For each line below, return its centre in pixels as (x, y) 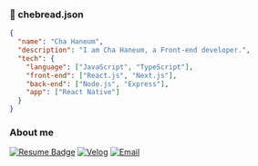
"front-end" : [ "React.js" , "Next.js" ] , (102, 75)
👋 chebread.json (46, 15)
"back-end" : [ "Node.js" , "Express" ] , (98, 84)
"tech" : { (36, 58)
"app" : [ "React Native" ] (73, 93)
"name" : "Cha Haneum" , (61, 42)
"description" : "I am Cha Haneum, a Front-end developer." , (134, 50)
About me (32, 132)
